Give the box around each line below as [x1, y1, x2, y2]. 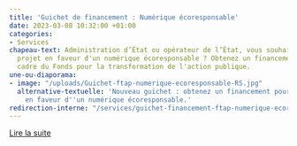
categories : [9, 29, 53, 38]
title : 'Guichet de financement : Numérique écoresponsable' [9, 12, 240, 22]
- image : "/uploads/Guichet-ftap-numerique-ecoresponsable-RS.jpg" [9, 79, 263, 88]
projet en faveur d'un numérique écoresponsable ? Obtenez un [17, 54, 251, 63]
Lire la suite [9, 127, 51, 138]
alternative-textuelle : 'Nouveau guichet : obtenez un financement [17, 87, 271, 96]
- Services [9, 37, 49, 47]
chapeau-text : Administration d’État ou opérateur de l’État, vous [9, 46, 263, 55]
